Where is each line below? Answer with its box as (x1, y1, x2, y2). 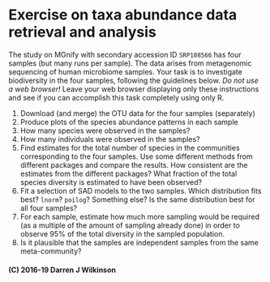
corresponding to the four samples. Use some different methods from (19, 152, 253, 161)
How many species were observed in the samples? (19, 126, 191, 135)
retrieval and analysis (8, 23, 156, 41)
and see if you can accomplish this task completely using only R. (8, 92, 225, 102)
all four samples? (19, 203, 78, 212)
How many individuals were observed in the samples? (19, 134, 200, 143)
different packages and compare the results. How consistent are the (19, 160, 248, 169)
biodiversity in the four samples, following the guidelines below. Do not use (8, 75, 259, 85)
